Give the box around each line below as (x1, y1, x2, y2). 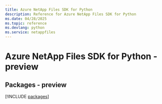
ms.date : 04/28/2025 (5, 16, 47, 21)
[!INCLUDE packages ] (5, 94, 49, 99)
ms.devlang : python (5, 25, 45, 30)
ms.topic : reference (5, 21, 47, 26)
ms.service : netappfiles (5, 30, 56, 35)
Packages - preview (5, 81, 67, 89)
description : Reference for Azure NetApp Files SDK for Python (5, 12, 137, 17)
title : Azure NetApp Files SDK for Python (5, 7, 93, 12)
